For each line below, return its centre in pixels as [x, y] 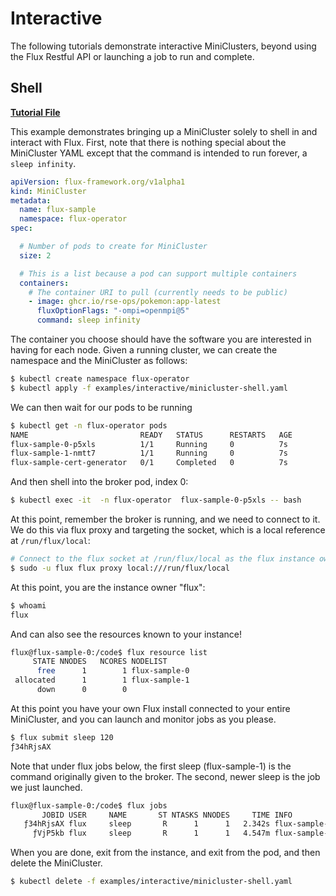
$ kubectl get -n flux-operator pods [89, 425]
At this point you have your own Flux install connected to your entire [150, 708]
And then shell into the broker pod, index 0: [99, 482]
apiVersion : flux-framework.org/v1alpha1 [98, 182]
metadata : [31, 200]
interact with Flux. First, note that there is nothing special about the [148, 142]
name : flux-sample [58, 210]
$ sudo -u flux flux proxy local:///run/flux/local [120, 568]
